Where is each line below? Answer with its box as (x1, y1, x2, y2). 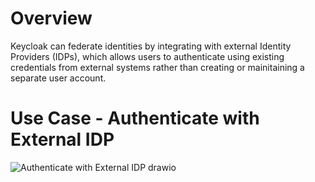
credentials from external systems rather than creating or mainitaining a (10, 61, 305, 73)
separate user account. (10, 72, 107, 84)
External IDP (10, 128, 115, 151)
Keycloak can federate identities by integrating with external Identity (10, 40, 292, 52)
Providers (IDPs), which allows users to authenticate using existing (10, 50, 285, 62)
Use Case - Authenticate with (10, 107, 260, 130)
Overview (10, 7, 93, 30)
